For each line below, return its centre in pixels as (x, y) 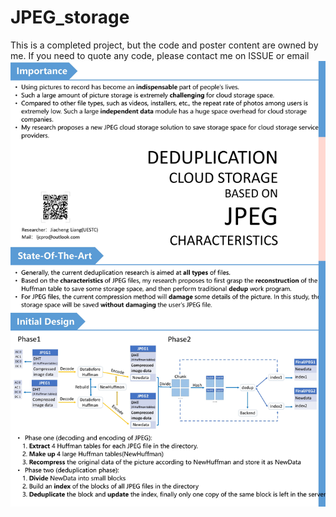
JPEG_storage (70, 17)
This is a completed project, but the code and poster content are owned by (164, 45)
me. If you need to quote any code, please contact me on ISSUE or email (160, 55)
